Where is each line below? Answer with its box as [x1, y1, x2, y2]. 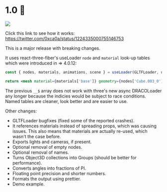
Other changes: [5, 108, 37, 114]
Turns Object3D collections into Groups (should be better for [12, 154, 137, 161]
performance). [12, 160, 42, 166]
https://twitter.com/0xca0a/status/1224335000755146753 [5, 35, 124, 41]
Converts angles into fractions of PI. [12, 165, 86, 171]
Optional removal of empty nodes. [12, 144, 83, 150]
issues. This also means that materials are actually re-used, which [12, 128, 148, 134]
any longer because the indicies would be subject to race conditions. [5, 93, 147, 99]
